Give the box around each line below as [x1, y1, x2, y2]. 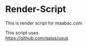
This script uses [5, 29, 39, 35]
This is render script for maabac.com [5, 20, 82, 26]
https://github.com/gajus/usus [5, 35, 68, 41]
